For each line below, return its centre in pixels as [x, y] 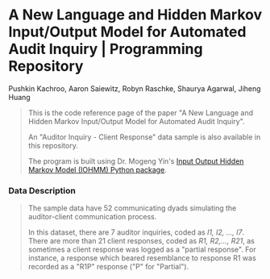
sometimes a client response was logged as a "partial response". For [142, 250]
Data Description [42, 190]
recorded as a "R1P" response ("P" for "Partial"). [108, 267]
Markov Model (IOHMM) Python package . [97, 169]
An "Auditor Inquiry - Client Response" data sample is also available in [144, 137]
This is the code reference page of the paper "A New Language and [141, 112]
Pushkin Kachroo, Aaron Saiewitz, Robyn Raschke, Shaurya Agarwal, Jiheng [135, 88]
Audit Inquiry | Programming [106, 49]
